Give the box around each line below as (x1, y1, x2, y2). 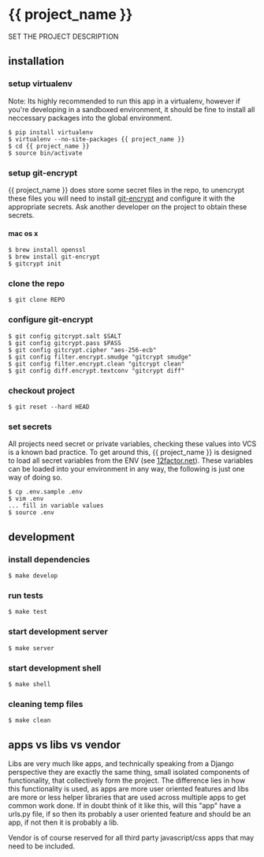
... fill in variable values (8, 502, 104, 510)
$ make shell (8, 680, 51, 688)
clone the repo (8, 278, 65, 289)
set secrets (8, 421, 53, 432)
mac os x (8, 228, 39, 238)
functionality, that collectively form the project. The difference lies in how (8, 776, 246, 785)
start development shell (8, 662, 102, 673)
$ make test (8, 608, 47, 616)
